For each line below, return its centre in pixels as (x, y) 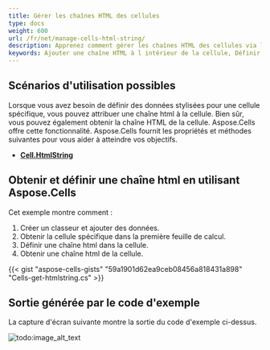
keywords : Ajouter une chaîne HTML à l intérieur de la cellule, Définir (135, 53)
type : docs (27, 23)
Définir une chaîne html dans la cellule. (84, 245)
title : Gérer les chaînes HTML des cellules (84, 16)
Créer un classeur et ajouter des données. (90, 228)
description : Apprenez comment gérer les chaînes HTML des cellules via (133, 46)
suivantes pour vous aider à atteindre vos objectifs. (93, 139)
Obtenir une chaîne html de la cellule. (82, 253)
